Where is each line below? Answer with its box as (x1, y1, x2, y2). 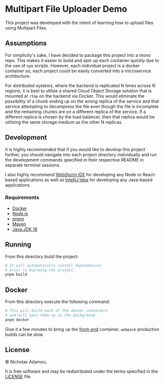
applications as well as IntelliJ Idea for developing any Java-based (19, 177, 153, 183)
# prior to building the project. (5, 268, 76, 273)
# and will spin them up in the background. (5, 313, 97, 318)
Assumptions (5, 39, 47, 48)
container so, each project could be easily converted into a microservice (5, 68, 151, 74)
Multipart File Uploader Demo (5, 3, 127, 15)
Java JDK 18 (12, 226, 38, 232)
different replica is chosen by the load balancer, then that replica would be (5, 114, 155, 120)
